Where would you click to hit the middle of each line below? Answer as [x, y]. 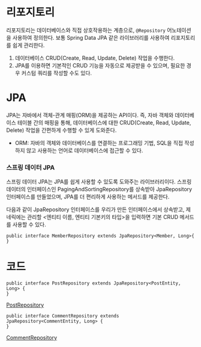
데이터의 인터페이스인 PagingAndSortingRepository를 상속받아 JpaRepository [99, 189]
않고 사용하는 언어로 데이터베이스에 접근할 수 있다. [85, 150]
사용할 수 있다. [29, 225]
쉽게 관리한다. [28, 45]
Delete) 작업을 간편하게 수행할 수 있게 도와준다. [61, 130]
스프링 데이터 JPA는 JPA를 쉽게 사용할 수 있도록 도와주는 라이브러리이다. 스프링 [99, 182]
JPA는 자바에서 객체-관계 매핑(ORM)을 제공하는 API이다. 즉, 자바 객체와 [90, 115]
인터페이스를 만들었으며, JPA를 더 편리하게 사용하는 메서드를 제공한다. [88, 197]
